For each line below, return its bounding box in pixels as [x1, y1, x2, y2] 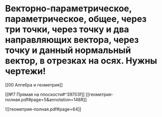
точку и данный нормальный [5, 45, 131, 56]
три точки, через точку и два [5, 24, 129, 35]
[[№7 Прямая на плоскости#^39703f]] [5, 91, 85, 97]
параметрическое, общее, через [5, 13, 147, 25]
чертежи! [5, 66, 46, 77]
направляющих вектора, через [5, 34, 139, 46]
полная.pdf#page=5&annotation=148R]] [5, 96, 87, 102]
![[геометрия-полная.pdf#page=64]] [5, 106, 81, 112]
